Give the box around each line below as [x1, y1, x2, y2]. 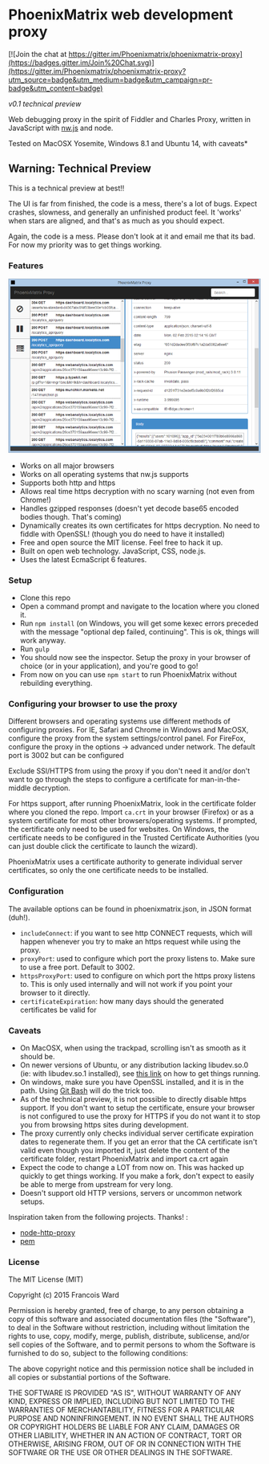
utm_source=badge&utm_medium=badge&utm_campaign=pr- [8, 75, 213, 84]
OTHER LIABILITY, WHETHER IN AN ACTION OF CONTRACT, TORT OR [8, 1431, 242, 1441]
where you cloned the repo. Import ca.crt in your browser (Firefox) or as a [8, 807, 255, 817]
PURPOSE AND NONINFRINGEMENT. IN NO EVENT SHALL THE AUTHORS [8, 1413, 255, 1423]
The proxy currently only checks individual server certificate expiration [19, 1128, 254, 1138]
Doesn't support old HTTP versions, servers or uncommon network [19, 1189, 243, 1198]
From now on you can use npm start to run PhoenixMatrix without [19, 670, 238, 679]
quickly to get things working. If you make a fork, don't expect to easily [19, 1171, 255, 1181]
